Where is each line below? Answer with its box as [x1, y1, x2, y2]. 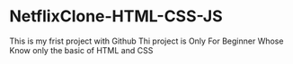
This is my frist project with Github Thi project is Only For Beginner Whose [9, 36, 284, 46]
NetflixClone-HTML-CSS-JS [9, 6, 223, 27]
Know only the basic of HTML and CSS [9, 44, 154, 55]
